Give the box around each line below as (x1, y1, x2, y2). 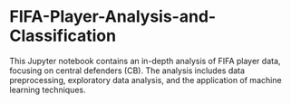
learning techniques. (9, 84, 86, 95)
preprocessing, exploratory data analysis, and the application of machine (9, 74, 283, 85)
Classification (9, 25, 116, 46)
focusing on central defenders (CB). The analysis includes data (9, 65, 246, 76)
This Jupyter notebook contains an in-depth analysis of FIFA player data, (9, 55, 281, 66)
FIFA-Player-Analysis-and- (9, 6, 217, 27)
